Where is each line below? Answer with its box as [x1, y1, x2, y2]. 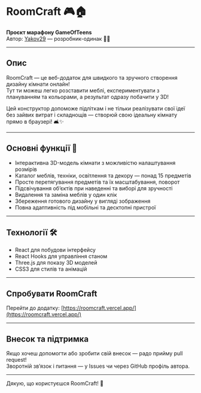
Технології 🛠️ [6, 227, 57, 238]
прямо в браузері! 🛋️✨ [6, 118, 64, 125]
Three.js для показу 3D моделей [14, 259, 98, 266]
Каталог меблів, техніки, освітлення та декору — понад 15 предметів [14, 172, 191, 179]
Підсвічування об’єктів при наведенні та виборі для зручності [14, 184, 173, 192]
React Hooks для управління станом [14, 253, 108, 260]
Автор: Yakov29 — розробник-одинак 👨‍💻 [6, 35, 111, 42]
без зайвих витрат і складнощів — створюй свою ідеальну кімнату [6, 111, 178, 118]
